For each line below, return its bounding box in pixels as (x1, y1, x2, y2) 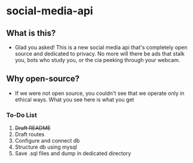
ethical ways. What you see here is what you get (14, 96, 134, 103)
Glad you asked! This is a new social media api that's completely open (14, 44, 188, 51)
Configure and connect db (14, 137, 80, 144)
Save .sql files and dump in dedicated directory (14, 150, 131, 157)
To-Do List (6, 110, 37, 119)
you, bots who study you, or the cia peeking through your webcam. (14, 57, 180, 63)
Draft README (14, 124, 51, 132)
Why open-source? (6, 73, 80, 84)
